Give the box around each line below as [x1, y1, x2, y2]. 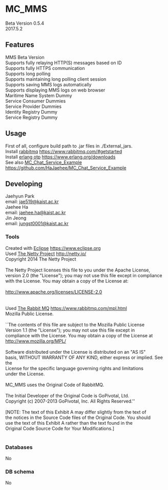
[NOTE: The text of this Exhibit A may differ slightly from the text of [5, 409, 146, 415]
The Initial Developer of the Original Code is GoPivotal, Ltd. [5, 392, 130, 398]
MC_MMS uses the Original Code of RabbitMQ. [5, 382, 104, 388]
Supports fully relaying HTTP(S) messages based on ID [5, 60, 122, 66]
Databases [5, 443, 33, 450]
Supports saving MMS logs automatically [5, 81, 92, 87]
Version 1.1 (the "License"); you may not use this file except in [5, 327, 135, 333]
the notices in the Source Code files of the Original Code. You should [5, 414, 151, 421]
